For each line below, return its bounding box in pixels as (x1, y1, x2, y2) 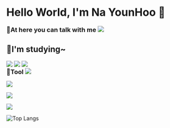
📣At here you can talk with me (6, 25, 96, 34)
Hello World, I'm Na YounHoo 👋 (6, 5, 166, 19)
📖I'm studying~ (6, 44, 66, 55)
